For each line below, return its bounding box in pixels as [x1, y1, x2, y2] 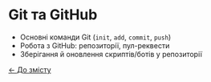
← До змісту [8, 64, 51, 74]
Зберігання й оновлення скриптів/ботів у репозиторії [19, 49, 203, 59]
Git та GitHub [8, 6, 98, 24]
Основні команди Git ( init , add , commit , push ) [19, 32, 172, 42]
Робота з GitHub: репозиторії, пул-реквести [19, 40, 170, 50]
